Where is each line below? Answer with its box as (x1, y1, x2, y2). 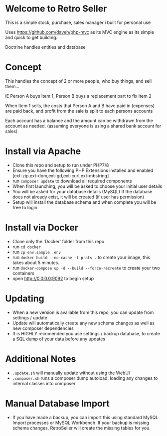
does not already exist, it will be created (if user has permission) (12, 194, 145, 200)
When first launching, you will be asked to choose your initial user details (12, 183, 163, 189)
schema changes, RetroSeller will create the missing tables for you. (12, 425, 151, 431)
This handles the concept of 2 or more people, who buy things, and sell (5, 78, 152, 84)
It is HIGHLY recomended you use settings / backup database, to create (12, 330, 161, 336)
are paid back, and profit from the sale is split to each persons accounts (5, 108, 153, 114)
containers (12, 270, 35, 276)
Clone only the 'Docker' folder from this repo (12, 238, 105, 244)
